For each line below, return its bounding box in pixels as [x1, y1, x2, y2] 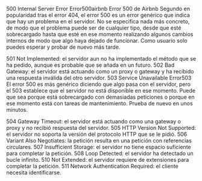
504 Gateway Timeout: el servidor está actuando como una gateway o [6, 118, 181, 125]
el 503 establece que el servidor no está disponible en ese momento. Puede [6, 87, 196, 94]
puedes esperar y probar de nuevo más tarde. [6, 43, 121, 51]
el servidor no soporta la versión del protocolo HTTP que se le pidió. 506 [6, 130, 188, 138]
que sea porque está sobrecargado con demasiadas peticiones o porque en [6, 93, 195, 100]
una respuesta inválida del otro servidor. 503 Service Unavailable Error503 [6, 75, 192, 81]
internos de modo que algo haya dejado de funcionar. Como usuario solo [6, 37, 188, 44]
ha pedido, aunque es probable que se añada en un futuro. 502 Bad [6, 61, 175, 69]
